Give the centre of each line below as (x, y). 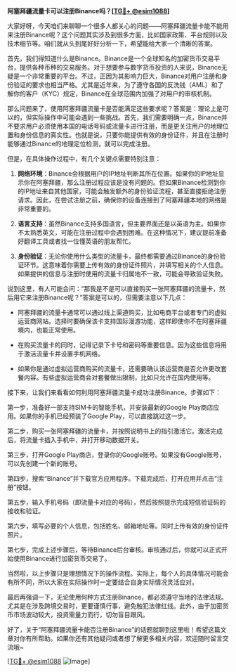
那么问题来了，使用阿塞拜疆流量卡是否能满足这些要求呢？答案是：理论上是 (115, 109)
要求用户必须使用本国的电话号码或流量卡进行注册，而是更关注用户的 (112, 126)
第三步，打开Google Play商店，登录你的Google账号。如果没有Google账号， (116, 455)
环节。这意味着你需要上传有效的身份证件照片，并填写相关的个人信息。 (125, 265)
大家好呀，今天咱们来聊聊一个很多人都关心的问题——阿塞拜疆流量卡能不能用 (118, 26)
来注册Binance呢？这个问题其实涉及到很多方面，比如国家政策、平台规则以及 (118, 35)
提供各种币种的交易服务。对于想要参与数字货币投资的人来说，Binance (120, 67)
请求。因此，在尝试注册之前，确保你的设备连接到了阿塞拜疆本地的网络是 (122, 200)
